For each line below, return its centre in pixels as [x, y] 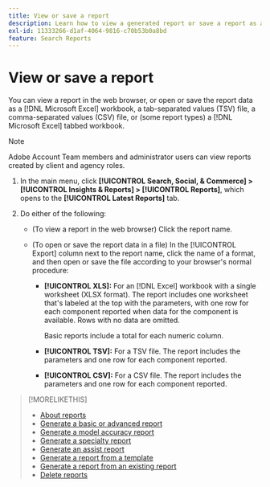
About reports [63, 415]
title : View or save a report [59, 16]
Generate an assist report [82, 449]
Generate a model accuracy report [97, 432]
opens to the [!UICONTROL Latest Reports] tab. [100, 198]
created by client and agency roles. [67, 166]
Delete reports [64, 475]
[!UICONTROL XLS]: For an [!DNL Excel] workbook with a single [150, 286]
